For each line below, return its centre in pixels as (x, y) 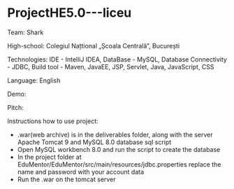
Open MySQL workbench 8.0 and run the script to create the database (119, 149)
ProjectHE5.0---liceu (70, 13)
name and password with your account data (81, 171)
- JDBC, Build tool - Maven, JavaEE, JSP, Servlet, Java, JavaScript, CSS (111, 66)
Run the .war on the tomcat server (67, 179)
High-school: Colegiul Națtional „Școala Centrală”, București (94, 45)
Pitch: (16, 107)
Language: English (34, 80)
